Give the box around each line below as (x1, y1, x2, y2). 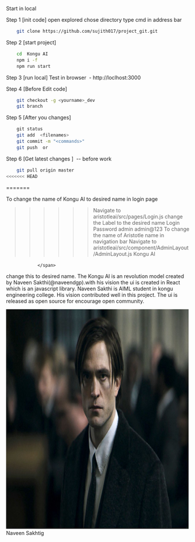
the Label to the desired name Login (93, 219, 180, 226)
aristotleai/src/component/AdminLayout (93, 244, 189, 251)
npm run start (16, 63, 51, 69)
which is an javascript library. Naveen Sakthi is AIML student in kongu (6, 285, 173, 292)
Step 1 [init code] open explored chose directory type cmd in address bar (6, 16, 182, 23)
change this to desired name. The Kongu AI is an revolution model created (6, 272, 184, 280)
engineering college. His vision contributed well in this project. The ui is (6, 291, 178, 298)
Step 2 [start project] (6, 39, 57, 46)
